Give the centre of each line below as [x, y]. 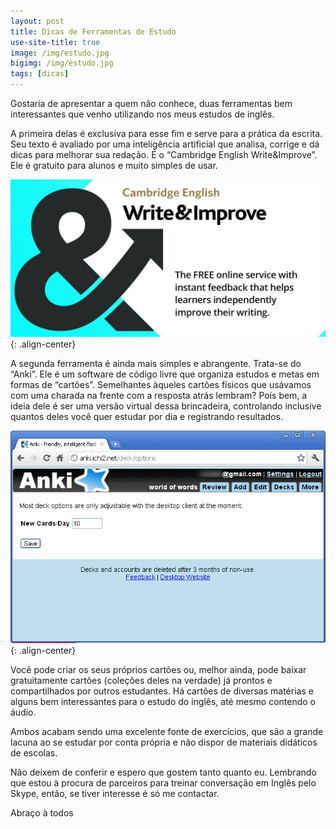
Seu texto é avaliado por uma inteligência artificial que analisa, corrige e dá [165, 144]
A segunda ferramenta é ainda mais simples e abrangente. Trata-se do [156, 363]
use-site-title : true [55, 42]
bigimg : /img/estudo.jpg [62, 63]
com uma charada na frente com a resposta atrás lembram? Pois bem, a [159, 395]
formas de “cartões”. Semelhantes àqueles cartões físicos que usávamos [161, 384]
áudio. [23, 712]
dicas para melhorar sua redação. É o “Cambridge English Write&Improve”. [164, 154]
